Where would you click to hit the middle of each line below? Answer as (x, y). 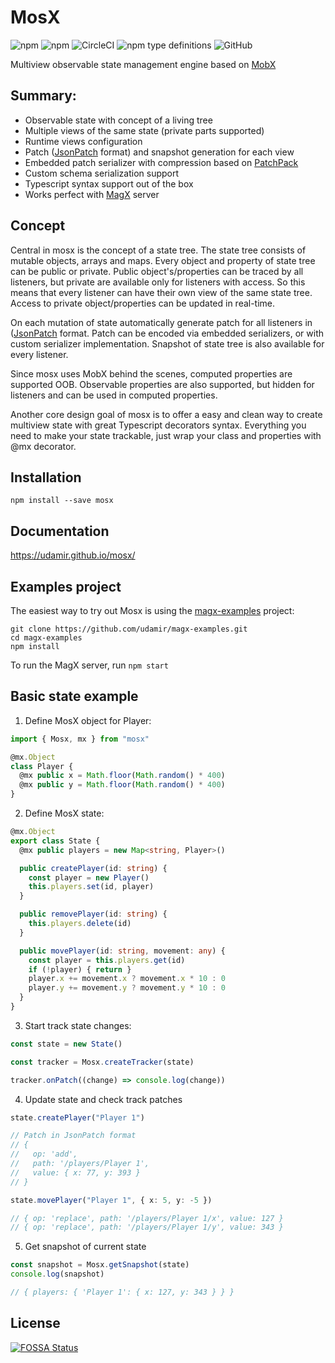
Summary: (43, 96)
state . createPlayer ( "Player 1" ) (77, 1117)
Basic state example (74, 696)
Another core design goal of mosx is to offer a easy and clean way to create (166, 414)
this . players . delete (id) (80, 924)
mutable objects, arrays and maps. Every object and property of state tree (163, 260)
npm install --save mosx (62, 501)
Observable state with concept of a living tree (118, 120)
